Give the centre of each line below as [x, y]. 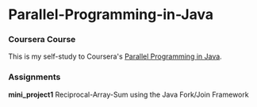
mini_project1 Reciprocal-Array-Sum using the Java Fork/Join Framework [128, 94]
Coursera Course [42, 40]
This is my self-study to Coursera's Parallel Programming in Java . [115, 56]
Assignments [35, 77]
